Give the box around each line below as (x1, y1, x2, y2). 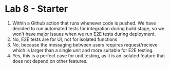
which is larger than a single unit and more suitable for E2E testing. (12, 47, 154, 53)
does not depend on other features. (12, 58, 88, 64)
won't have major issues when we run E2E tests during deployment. (12, 31, 156, 37)
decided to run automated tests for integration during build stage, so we (12, 25, 165, 31)
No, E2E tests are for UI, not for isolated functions (12, 36, 118, 42)
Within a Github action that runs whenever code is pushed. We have (12, 20, 156, 26)
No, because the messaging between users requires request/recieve (12, 41, 158, 48)
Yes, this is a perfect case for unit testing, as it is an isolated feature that (12, 52, 165, 59)
